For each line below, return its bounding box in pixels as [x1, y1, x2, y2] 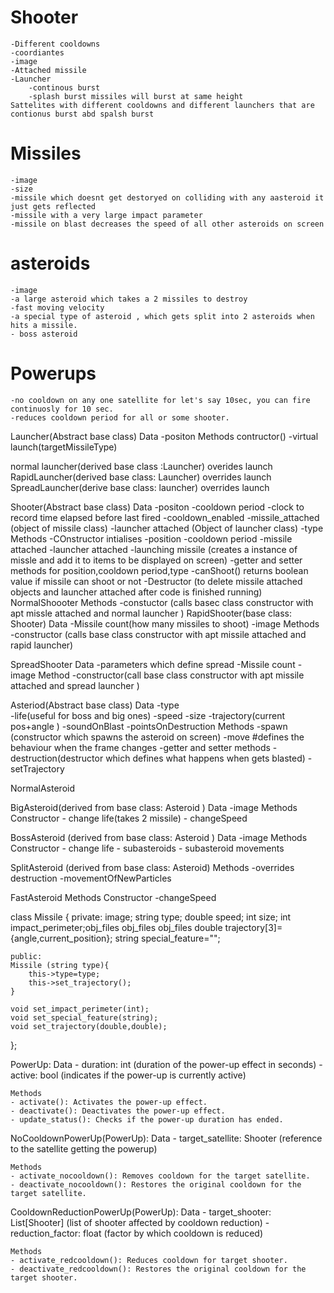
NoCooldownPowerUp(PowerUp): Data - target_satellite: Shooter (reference [10, 1132, 323, 1144]
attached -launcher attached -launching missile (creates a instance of [10, 543, 298, 555]
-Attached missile [10, 65, 87, 75]
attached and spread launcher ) [10, 679, 140, 691]
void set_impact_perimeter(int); [10, 1004, 150, 1014]
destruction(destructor [10, 752, 104, 764]
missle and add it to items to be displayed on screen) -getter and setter [10, 554, 303, 566]
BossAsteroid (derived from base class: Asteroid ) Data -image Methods [10, 831, 308, 843]
